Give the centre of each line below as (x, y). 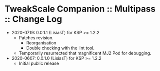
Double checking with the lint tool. (60, 48)
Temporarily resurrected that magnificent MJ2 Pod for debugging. (85, 53)
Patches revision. (36, 38)
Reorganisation (41, 43)
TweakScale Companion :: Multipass (80, 9)
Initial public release (39, 63)
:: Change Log (33, 19)
